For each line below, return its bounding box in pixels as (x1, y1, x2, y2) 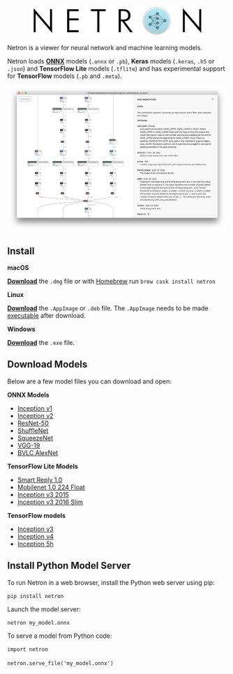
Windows (7, 325, 36, 333)
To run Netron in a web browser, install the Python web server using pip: (7, 578, 215, 587)
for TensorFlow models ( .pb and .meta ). (7, 72, 122, 80)
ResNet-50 (17, 419, 49, 427)
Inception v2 (17, 411, 54, 420)
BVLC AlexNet (17, 448, 59, 457)
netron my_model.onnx (7, 619, 70, 626)
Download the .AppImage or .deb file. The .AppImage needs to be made (7, 304, 209, 312)
